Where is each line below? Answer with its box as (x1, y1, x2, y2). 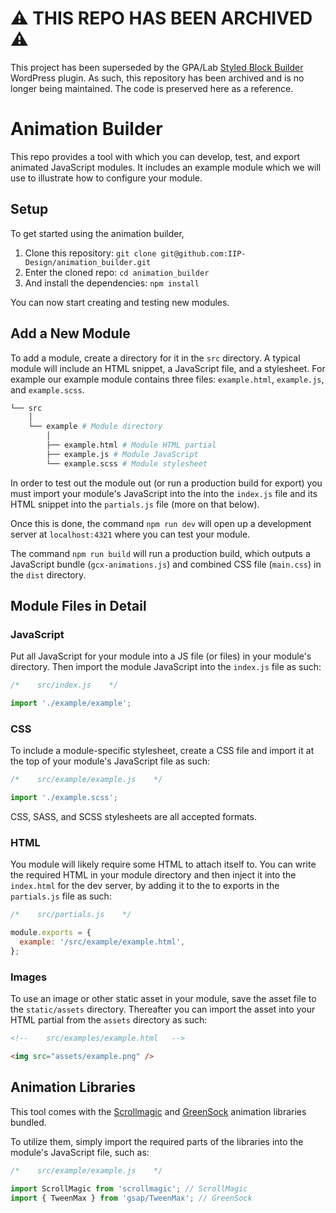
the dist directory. (10, 568, 87, 581)
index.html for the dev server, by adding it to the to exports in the (10, 880, 280, 892)
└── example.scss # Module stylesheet (46, 458, 208, 469)
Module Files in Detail (10, 598, 147, 615)
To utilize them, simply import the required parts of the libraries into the (10, 1135, 304, 1147)
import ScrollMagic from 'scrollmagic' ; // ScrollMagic (10, 1183, 248, 1194)
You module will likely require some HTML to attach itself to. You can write (10, 858, 317, 871)
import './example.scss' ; (10, 793, 118, 803)
